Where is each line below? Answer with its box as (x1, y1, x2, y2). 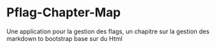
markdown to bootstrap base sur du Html (6, 34, 123, 42)
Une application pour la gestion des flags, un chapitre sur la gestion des (6, 27, 210, 35)
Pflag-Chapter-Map (6, 5, 121, 20)
